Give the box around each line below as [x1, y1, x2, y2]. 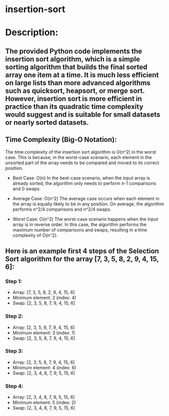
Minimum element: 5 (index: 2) [12, 399, 76, 406]
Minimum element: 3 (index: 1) [12, 329, 76, 335]
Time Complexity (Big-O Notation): [5, 135, 117, 144]
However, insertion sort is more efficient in [5, 94, 142, 103]
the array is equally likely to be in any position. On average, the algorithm [12, 201, 164, 207]
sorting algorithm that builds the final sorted [5, 62, 148, 71]
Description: [5, 27, 59, 39]
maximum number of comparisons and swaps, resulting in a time [12, 226, 147, 233]
